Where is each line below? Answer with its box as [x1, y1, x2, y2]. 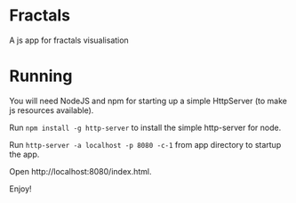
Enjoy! [9, 183, 33, 194]
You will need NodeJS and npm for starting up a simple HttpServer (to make [9, 95, 287, 106]
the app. [9, 149, 40, 159]
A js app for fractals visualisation [9, 35, 129, 45]
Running [9, 66, 73, 86]
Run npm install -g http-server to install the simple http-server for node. [9, 122, 282, 133]
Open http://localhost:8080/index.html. [9, 166, 152, 176]
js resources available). [9, 104, 94, 116]
